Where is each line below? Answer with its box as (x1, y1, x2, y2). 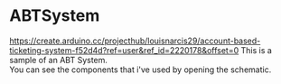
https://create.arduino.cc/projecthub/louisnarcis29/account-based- (9, 35, 261, 46)
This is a (240, 44, 273, 55)
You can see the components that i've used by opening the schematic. (9, 64, 272, 75)
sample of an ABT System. (9, 54, 108, 65)
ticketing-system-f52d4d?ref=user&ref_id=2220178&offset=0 (9, 44, 239, 55)
